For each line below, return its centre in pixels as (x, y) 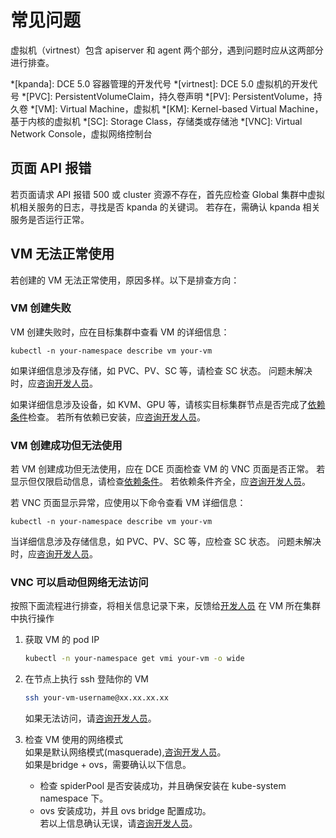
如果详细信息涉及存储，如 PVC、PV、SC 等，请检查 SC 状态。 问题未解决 (161, 370)
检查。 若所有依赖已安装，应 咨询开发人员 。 (117, 417)
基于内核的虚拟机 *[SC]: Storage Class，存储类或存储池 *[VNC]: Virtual (156, 121)
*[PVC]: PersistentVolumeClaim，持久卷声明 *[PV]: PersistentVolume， (167, 96)
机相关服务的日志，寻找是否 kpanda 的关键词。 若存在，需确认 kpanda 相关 (165, 207)
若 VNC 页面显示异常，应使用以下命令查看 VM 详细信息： (128, 503)
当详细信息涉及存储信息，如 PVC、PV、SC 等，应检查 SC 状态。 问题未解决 (166, 542)
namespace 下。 (74, 798)
